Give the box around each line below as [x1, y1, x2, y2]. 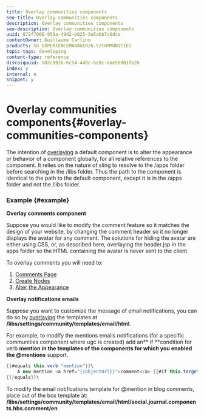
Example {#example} [6, 195, 70, 204]
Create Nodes [15, 277, 50, 285]
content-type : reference [6, 54, 69, 60]
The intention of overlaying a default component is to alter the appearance [6, 149, 192, 156]
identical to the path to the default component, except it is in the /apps [6, 174, 182, 182]
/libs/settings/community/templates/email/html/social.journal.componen [6, 398, 196, 405]
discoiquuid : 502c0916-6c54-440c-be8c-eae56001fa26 [6, 59, 140, 66]
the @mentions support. [6, 351, 69, 359]
